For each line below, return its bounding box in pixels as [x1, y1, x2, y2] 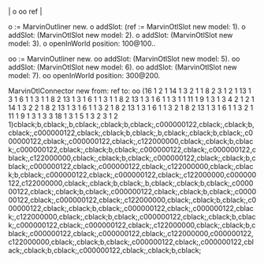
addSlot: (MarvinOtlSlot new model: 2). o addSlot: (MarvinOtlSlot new [8, 31, 233, 39]
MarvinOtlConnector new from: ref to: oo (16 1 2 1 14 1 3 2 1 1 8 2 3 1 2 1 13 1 [8, 86, 252, 96]
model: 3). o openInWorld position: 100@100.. [8, 39, 156, 48]
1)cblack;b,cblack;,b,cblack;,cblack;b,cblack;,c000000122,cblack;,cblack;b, [8, 120, 255, 129]
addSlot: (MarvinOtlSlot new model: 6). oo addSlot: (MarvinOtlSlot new [8, 62, 238, 72]
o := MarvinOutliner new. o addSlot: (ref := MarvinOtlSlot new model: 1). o [8, 22, 246, 31]
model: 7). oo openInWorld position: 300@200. [8, 71, 161, 80]
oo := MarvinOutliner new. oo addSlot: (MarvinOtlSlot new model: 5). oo [8, 54, 240, 63]
